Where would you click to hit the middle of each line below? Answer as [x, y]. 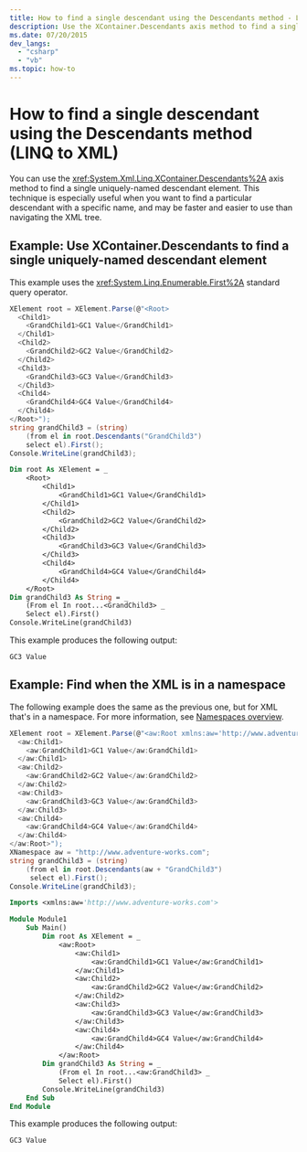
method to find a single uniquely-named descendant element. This [135, 187]
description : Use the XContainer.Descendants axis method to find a [143, 27]
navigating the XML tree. [56, 217]
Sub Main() [47, 928]
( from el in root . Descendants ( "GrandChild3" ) [114, 436]
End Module [30, 1106]
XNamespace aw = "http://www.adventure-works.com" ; [110, 853]
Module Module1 [38, 920]
